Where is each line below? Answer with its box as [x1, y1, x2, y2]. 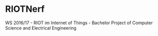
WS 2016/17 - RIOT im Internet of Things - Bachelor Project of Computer [5, 20, 153, 26]
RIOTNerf [5, 3, 45, 15]
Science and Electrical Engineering [5, 25, 77, 31]
